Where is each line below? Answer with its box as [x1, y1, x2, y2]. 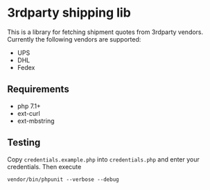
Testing [7, 137, 41, 148]
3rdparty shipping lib [7, 5, 132, 21]
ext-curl [17, 109, 40, 117]
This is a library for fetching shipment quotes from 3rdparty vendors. [7, 28, 204, 36]
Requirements [7, 83, 69, 95]
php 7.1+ [17, 102, 42, 110]
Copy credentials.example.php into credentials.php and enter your [7, 155, 200, 164]
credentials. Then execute [7, 162, 82, 171]
